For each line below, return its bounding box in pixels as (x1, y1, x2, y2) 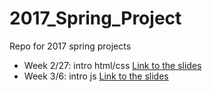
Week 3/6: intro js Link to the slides (23, 70, 169, 82)
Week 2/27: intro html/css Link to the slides (23, 59, 202, 71)
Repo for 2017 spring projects (9, 40, 132, 52)
